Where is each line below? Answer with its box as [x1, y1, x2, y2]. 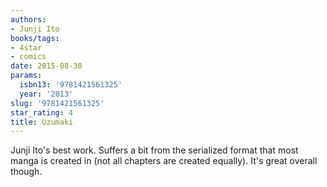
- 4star [10, 42, 43, 53]
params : [10, 71, 43, 81]
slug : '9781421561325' [10, 98, 105, 108]
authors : [10, 14, 47, 25]
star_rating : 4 [10, 107, 74, 118]
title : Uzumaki [10, 117, 74, 127]
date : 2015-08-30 [10, 61, 83, 71]
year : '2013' [19, 89, 74, 99]
